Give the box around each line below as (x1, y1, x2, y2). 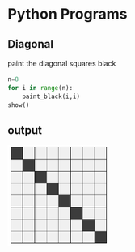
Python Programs (7, 5, 128, 23)
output (7, 123, 42, 137)
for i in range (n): (7, 83, 74, 92)
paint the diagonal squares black (7, 58, 116, 68)
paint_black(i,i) (22, 92, 81, 100)
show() (7, 100, 30, 109)
